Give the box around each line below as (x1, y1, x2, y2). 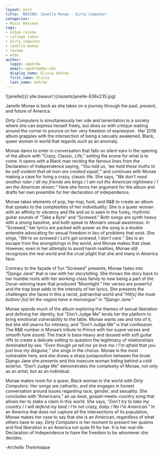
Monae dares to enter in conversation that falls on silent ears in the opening (5, 148, 158, 153)
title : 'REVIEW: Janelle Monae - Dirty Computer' (5, 12, 109, 17)
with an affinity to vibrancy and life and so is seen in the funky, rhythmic (5, 209, 150, 215)
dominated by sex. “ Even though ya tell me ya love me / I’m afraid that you (5, 342, 156, 348)
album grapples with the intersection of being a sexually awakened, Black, (5, 133, 155, 139)
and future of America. (5, 108, 51, 114)
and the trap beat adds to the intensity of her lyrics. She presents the (5, 286, 144, 292)
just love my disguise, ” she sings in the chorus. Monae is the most (5, 347, 139, 353)
